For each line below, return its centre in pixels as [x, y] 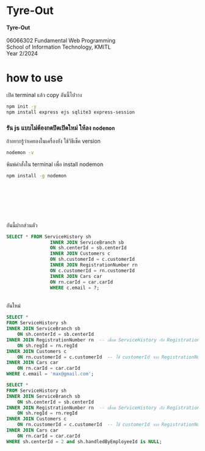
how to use [35, 78]
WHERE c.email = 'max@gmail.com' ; [50, 374]
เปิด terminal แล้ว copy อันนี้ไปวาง [44, 94]
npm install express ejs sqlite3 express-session [71, 112]
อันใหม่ [13, 306]
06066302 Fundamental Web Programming [61, 40]
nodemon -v [20, 152]
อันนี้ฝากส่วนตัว [22, 225]
